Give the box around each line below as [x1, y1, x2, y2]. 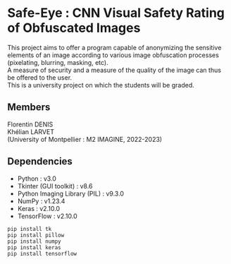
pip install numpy [7, 238, 61, 245]
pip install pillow [7, 232, 65, 239]
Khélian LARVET [7, 127, 55, 136]
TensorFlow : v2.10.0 [17, 212, 77, 220]
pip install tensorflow [7, 250, 77, 257]
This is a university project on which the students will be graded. [7, 80, 195, 89]
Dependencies [7, 155, 73, 167]
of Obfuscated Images [7, 20, 141, 36]
